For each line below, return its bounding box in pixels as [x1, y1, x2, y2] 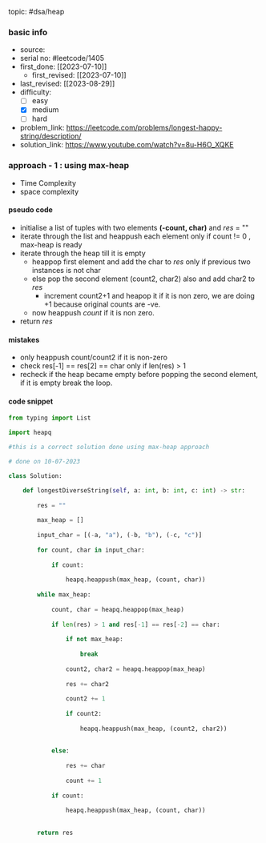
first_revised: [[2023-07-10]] [31, 70, 127, 80]
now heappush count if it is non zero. [31, 307, 155, 317]
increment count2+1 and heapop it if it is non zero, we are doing [43, 291, 255, 300]
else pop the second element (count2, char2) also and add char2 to [31, 274, 255, 283]
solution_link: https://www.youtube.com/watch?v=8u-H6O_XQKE [19, 140, 234, 150]
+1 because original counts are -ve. [43, 299, 161, 309]
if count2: [65, 710, 103, 718]
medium [31, 105, 59, 114]
